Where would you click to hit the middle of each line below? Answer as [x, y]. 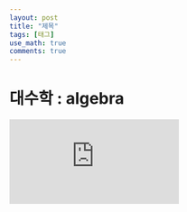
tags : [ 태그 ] [32, 34]
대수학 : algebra [67, 99]
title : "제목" [34, 26]
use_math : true [38, 43]
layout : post [34, 18]
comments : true [38, 51]
